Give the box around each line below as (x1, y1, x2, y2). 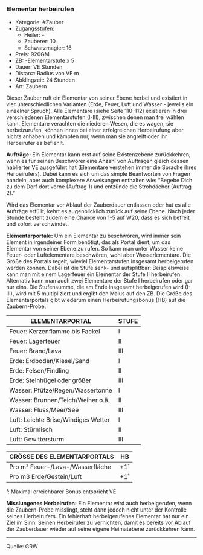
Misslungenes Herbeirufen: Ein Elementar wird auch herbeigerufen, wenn (6, 500, 192, 507)
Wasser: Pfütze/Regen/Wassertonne (9, 386, 113, 394)
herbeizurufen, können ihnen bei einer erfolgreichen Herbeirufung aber (6, 126, 184, 134)
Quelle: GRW (6, 543, 38, 550)
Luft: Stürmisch (9, 425, 53, 434)
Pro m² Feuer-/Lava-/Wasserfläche (9, 463, 112, 471)
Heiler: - (24, 31, 45, 39)
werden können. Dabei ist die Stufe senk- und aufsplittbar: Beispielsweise (6, 265, 190, 272)
